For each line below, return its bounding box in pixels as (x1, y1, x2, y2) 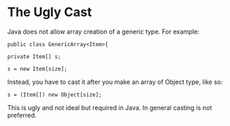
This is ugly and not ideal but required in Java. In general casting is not (7, 103, 212, 112)
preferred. (7, 111, 37, 119)
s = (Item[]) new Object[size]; (7, 91, 102, 98)
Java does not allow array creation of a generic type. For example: (7, 27, 200, 36)
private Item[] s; (7, 53, 61, 60)
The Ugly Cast (7, 4, 92, 20)
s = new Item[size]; (7, 65, 68, 72)
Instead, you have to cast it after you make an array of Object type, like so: (7, 78, 223, 86)
